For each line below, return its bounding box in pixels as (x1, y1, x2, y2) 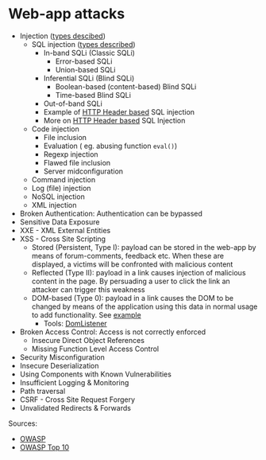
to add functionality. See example (31, 310, 141, 319)
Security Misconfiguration (19, 352, 105, 362)
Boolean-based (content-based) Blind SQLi (55, 81, 197, 92)
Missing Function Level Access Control (31, 344, 160, 353)
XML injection (31, 200, 77, 209)
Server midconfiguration (43, 166, 124, 176)
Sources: (8, 419, 38, 428)
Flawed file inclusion (43, 158, 111, 167)
